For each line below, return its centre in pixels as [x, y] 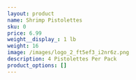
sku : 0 [17, 26]
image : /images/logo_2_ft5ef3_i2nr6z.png [68, 53]
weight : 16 [23, 46]
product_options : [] [37, 65]
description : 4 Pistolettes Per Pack [62, 59]
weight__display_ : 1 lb [42, 40]
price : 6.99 [24, 33]
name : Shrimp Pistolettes [45, 20]
